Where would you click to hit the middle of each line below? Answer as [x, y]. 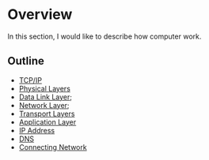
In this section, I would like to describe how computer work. [104, 36]
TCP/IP [30, 80]
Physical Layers [44, 88]
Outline [26, 61]
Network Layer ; [44, 105]
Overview [40, 15]
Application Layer [47, 122]
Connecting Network [53, 147]
